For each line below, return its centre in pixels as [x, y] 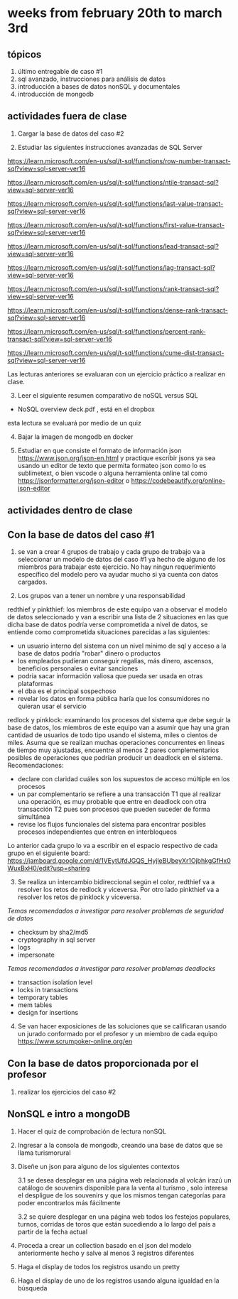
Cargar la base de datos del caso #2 [71, 134]
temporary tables [43, 998]
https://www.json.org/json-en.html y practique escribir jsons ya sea [116, 458]
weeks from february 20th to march [115, 13]
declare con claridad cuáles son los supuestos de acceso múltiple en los [124, 779]
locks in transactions [48, 990]
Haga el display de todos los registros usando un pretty [98, 1266]
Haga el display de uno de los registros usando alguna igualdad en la [118, 1281]
